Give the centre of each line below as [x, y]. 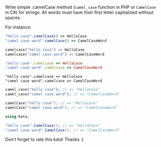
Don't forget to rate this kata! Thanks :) [44, 140]
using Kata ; [17, 116]
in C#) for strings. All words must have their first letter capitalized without [79, 12]
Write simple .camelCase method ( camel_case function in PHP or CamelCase [81, 7]
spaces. [13, 18]
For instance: [18, 27]
